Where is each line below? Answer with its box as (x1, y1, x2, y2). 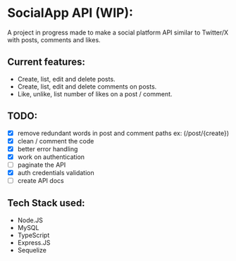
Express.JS (17, 238, 51, 247)
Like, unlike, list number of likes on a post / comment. (17, 89, 173, 98)
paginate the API (17, 160, 66, 169)
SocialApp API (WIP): (7, 5, 134, 21)
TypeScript (17, 231, 50, 239)
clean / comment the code (17, 136, 94, 145)
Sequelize (17, 246, 47, 254)
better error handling (17, 144, 78, 153)
